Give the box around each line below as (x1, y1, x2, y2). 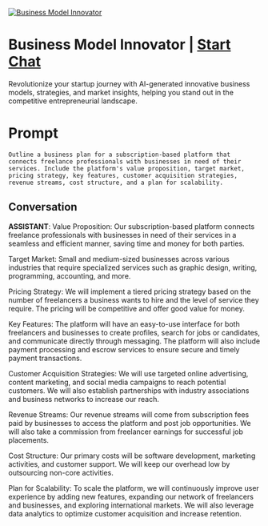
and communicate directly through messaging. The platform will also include (8, 336, 261, 346)
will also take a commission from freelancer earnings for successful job (8, 427, 244, 436)
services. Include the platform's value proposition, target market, (8, 164, 246, 172)
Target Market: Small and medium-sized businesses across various (8, 254, 230, 263)
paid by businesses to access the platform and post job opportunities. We (8, 418, 251, 428)
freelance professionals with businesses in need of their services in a (8, 230, 237, 239)
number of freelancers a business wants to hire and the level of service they (8, 295, 260, 304)
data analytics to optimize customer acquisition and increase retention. (8, 508, 242, 518)
